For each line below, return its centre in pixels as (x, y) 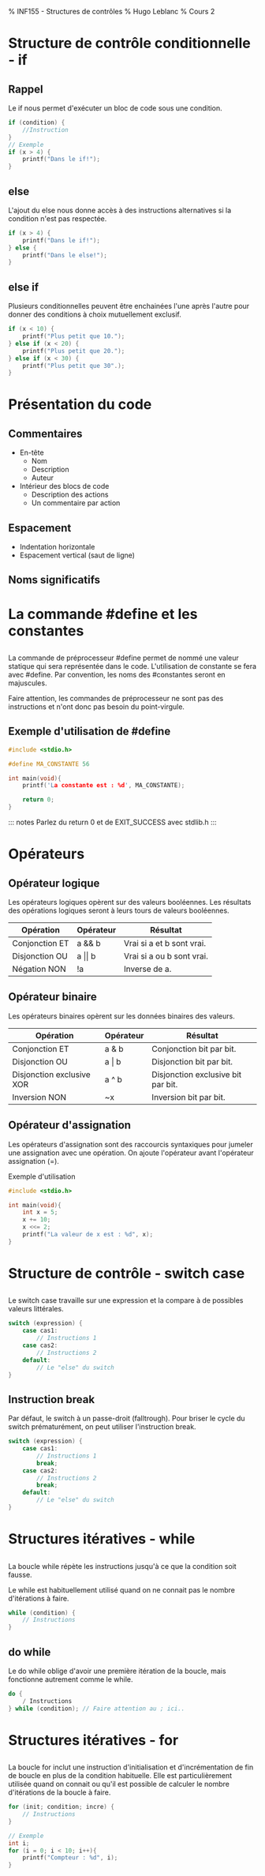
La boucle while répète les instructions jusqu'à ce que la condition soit (122, 1566)
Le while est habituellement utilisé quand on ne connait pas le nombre (121, 1589)
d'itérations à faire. (39, 1598)
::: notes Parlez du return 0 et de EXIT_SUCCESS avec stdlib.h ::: (112, 822)
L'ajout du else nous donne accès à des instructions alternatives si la (120, 210)
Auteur (42, 478)
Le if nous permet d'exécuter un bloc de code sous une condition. (115, 108)
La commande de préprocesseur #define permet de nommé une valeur (123, 658)
